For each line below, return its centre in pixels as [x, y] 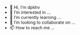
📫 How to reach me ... [32, 28]
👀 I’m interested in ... [30, 12]
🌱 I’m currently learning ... [35, 17]
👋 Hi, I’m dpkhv [25, 7]
